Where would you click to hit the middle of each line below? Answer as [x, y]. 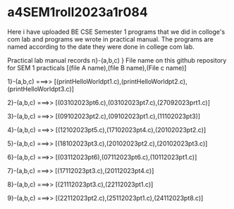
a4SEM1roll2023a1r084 [78, 12]
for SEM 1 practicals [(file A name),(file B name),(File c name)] [97, 68]
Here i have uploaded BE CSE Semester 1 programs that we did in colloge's [116, 32]
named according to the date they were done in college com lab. [101, 46]
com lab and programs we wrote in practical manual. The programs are [110, 39]
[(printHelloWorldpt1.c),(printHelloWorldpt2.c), [121, 81]
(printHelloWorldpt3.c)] [41, 89]
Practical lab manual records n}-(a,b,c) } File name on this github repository [117, 60]
